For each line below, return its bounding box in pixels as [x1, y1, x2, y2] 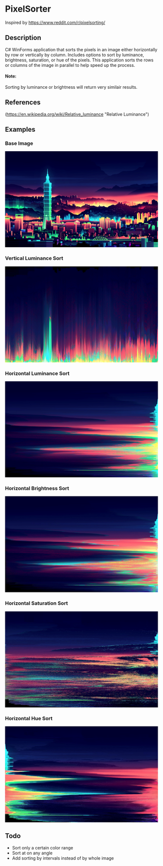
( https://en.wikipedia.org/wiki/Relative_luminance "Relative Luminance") [5, 111, 149, 117]
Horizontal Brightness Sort [5, 485, 69, 492]
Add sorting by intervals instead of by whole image [12, 855, 114, 861]
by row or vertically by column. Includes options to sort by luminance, [5, 52, 145, 58]
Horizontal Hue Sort [5, 715, 53, 722]
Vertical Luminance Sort [5, 255, 64, 262]
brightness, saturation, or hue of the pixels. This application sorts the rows [5, 57, 154, 63]
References [5, 98, 41, 107]
